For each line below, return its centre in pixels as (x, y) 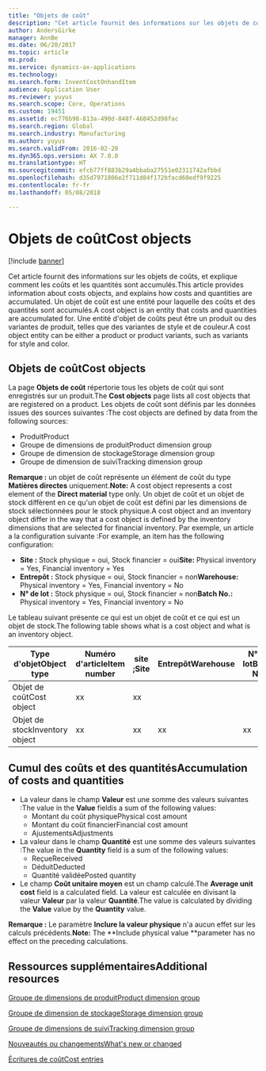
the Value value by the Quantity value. (83, 909)
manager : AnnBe (33, 38)
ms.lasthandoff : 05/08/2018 (55, 192)
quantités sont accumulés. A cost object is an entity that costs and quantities (133, 309)
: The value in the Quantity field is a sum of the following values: (124, 850)
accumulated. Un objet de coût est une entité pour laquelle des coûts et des (132, 301)
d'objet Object (40, 664)
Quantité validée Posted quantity (84, 875)
